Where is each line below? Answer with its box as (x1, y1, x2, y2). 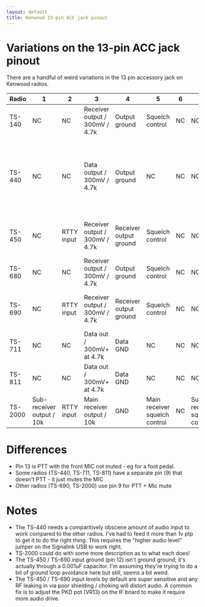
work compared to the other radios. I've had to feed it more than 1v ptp (15, 530, 193, 538)
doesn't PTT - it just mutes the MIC (15, 476, 104, 483)
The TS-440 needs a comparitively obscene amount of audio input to (15, 524, 190, 531)
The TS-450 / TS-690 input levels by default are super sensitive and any (15, 575, 198, 583)
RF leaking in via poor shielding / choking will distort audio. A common (15, 582, 192, 589)
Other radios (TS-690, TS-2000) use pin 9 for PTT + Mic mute (15, 482, 172, 489)
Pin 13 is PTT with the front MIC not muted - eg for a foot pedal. (15, 463, 175, 470)
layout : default (6, 9, 48, 15)
